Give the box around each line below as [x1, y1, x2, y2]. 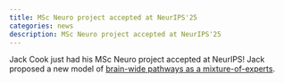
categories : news [9, 21, 74, 30]
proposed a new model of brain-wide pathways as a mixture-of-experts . [9, 63, 275, 74]
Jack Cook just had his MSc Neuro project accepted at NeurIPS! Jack [9, 54, 265, 65]
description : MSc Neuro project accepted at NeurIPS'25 [9, 29, 221, 38]
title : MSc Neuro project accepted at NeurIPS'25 [9, 12, 198, 22]
